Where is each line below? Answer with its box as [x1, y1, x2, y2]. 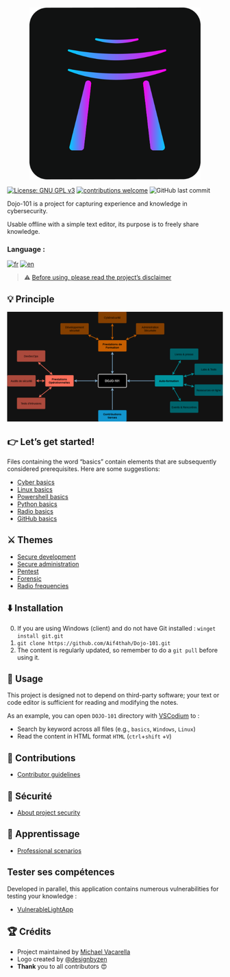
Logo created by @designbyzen [16, 954, 107, 963]
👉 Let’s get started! [7, 436, 95, 448]
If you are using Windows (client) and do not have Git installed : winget [16, 624, 216, 632]
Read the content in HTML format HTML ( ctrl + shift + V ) [16, 732, 172, 740]
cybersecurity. [7, 207, 48, 215]
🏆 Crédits [7, 926, 51, 938]
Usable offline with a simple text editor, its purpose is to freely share [7, 220, 199, 228]
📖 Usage [7, 673, 43, 685]
